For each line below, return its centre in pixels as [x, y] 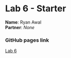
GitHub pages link [27, 40]
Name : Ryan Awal [23, 22]
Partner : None [20, 27]
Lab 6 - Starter [35, 9]
